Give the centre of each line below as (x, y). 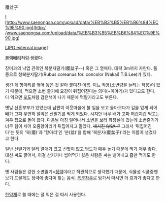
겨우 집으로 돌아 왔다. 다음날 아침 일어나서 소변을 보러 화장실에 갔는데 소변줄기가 (82, 120)
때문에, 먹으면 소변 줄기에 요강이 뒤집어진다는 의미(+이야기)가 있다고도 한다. (83, 91)
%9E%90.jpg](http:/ (25, 28)
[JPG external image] (27, 48)
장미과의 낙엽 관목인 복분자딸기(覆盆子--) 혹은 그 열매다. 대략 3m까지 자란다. (79, 68)
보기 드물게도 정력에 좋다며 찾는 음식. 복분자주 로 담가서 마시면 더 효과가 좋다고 (80, 178)
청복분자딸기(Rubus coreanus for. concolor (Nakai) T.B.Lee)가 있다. (85, 74)
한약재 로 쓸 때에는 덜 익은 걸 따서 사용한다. (46, 194)
